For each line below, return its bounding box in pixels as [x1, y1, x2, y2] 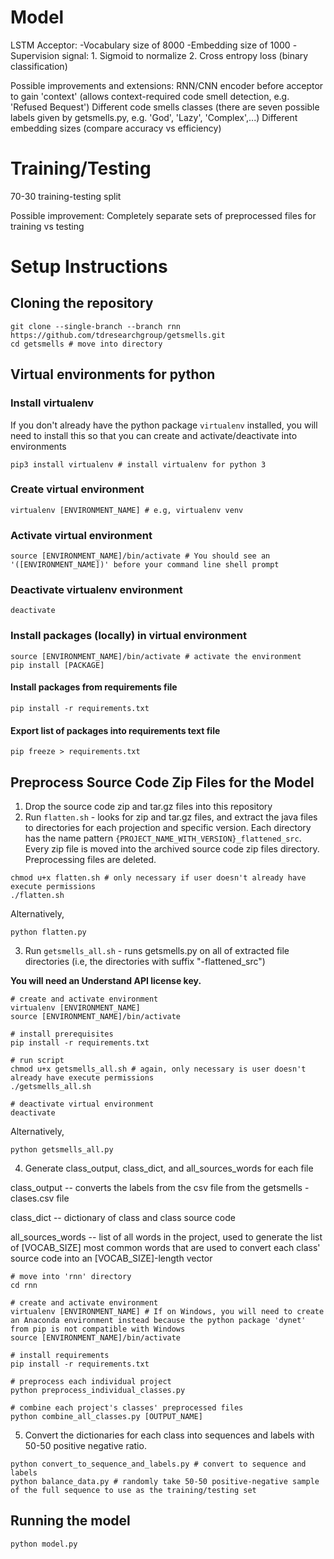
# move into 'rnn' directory [10, 1271, 132, 1281]
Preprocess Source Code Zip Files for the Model [10, 774, 315, 791]
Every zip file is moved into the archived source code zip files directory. [24, 842, 320, 855]
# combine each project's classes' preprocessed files [10, 1402, 244, 1413]
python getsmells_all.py [10, 1144, 114, 1155]
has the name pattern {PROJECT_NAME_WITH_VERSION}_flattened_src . [24, 832, 302, 844]
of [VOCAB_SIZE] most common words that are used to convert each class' [10, 1241, 321, 1253]
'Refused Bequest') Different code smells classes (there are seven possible [10, 101, 320, 113]
